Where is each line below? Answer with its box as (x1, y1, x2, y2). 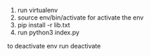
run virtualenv (17, 6, 58, 14)
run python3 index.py (17, 28, 79, 36)
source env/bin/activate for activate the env (17, 13, 144, 22)
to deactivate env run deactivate (7, 42, 101, 50)
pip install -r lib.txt (17, 21, 70, 29)
